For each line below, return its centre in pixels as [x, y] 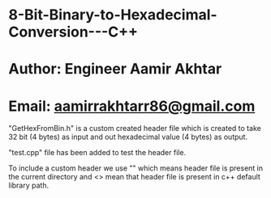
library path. [29, 185]
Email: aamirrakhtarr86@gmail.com [132, 106]
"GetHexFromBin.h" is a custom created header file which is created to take [135, 128]
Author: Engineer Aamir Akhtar [115, 69]
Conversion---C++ [73, 32]
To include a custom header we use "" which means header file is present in [136, 168]
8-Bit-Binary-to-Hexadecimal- [113, 15]
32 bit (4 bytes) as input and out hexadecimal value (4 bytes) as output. [128, 137]
